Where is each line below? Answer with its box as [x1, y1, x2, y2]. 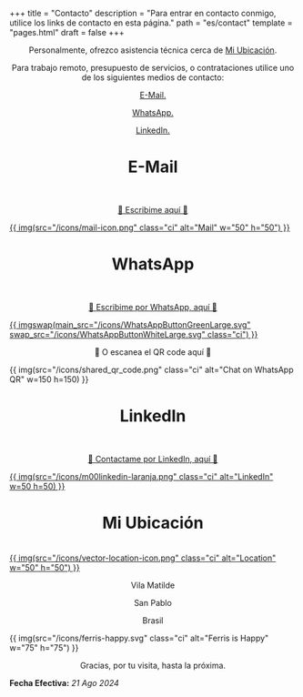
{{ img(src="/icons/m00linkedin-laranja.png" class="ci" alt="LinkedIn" [9, 470, 274, 481]
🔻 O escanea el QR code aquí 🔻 [94, 346, 212, 358]
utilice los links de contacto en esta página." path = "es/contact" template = [9, 17, 293, 28]
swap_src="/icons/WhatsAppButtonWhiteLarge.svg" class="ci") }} [9, 328, 258, 339]
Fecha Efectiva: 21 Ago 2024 [9, 677, 120, 688]
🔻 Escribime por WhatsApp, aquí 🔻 [88, 301, 217, 312]
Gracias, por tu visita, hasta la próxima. [80, 660, 226, 671]
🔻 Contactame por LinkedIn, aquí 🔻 [87, 453, 218, 464]
